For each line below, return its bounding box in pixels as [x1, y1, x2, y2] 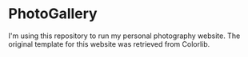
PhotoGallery [8, 5, 98, 23]
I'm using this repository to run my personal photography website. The [8, 31, 241, 40]
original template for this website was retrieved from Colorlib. [8, 39, 210, 48]
